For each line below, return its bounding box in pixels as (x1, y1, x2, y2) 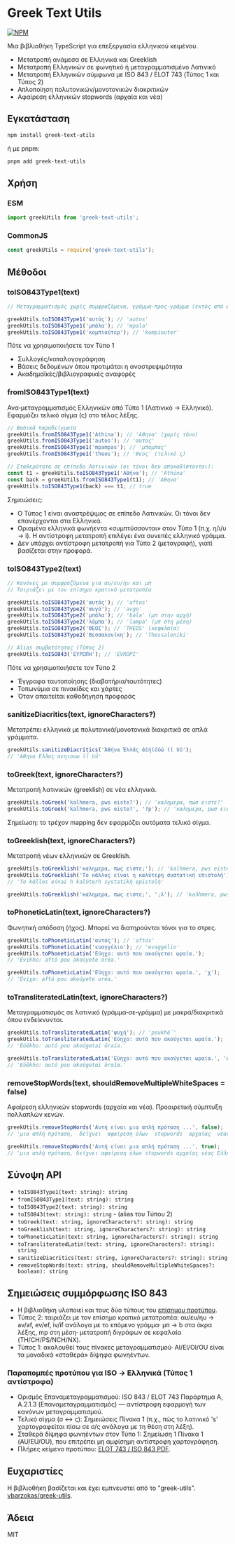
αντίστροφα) (7, 1377, 54, 1387)
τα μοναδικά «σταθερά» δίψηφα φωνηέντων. (17, 1350, 150, 1359)
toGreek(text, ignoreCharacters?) (7, 770, 124, 779)
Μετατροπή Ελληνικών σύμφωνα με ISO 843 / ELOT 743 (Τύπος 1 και (17, 70, 220, 79)
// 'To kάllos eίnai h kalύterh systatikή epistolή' (7, 878, 164, 885)
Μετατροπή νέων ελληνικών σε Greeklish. (7, 852, 131, 860)
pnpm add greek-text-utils (7, 158, 86, 165)
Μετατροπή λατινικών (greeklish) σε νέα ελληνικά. (7, 785, 157, 793)
